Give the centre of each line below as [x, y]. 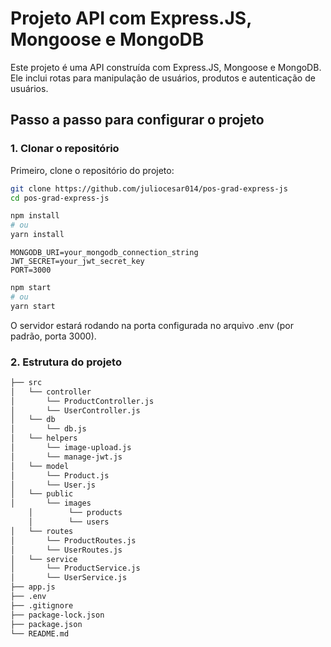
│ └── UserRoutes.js [66, 550]
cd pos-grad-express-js [60, 198]
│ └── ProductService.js [75, 568]
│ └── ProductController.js [82, 401]
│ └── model [40, 466]
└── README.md [40, 633]
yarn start [33, 306]
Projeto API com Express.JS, [131, 18]
